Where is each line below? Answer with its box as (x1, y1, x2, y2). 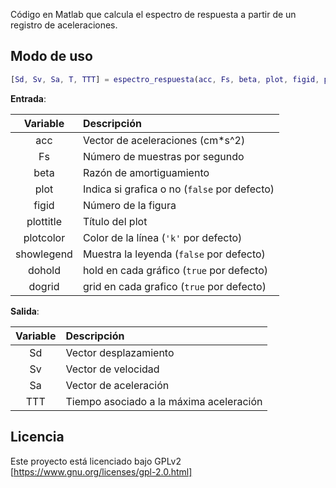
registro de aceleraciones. (10, 19, 118, 31)
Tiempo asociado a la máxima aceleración (65, 394, 263, 408)
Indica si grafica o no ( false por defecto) (82, 182, 275, 196)
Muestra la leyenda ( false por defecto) (82, 247, 266, 261)
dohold (27, 263, 62, 277)
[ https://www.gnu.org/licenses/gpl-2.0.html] (10, 465, 193, 478)
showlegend (15, 247, 73, 261)
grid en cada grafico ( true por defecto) (82, 279, 267, 293)
